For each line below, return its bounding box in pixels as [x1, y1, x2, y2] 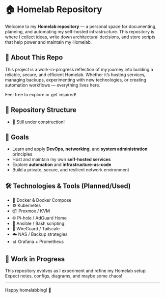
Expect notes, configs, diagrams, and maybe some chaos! [5, 273, 123, 279]
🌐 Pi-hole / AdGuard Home [12, 215, 67, 221]
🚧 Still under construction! [12, 119, 65, 125]
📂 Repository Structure [5, 106, 77, 114]
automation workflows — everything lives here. [5, 82, 101, 88]
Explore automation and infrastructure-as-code [12, 162, 111, 167]
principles [12, 151, 33, 157]
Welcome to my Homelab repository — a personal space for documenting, [5, 23, 157, 29]
